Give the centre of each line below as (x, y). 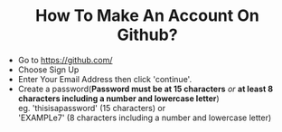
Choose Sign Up (48, 70)
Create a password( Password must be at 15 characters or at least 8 (146, 89)
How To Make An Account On (147, 16)
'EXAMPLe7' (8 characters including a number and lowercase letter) (145, 118)
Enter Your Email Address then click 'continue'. (105, 79)
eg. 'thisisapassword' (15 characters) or (91, 108)
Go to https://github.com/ (65, 60)
